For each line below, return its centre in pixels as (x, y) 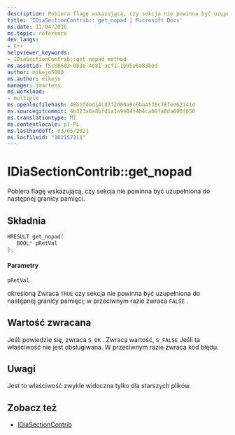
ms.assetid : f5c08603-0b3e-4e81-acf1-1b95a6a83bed (83, 66)
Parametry (23, 266)
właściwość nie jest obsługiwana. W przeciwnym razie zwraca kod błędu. (113, 347)
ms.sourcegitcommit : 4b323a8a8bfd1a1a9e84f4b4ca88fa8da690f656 (101, 111)
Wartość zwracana (49, 323)
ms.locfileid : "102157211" (47, 137)
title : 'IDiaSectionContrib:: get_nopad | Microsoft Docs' (95, 20)
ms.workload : (26, 92)
